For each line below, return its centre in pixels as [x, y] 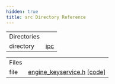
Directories [25, 36]
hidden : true [22, 12]
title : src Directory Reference [46, 17]
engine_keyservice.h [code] [67, 72]
